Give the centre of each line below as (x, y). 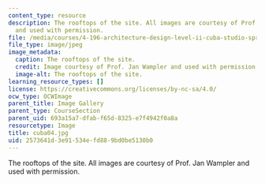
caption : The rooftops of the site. (75, 60)
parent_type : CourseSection (54, 111)
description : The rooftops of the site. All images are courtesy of (123, 23)
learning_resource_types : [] (56, 81)
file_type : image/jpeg (45, 45)
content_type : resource (47, 15)
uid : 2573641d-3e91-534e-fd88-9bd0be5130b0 (81, 140)
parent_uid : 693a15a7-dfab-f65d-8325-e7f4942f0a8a (93, 118)
